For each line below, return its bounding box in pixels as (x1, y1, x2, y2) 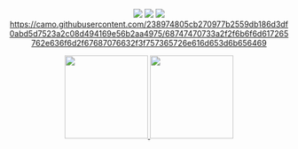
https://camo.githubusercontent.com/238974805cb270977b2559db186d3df (9, 19, 289, 29)
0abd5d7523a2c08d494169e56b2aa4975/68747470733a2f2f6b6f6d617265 (9, 28, 289, 39)
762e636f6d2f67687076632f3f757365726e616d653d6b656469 (30, 38, 268, 48)
